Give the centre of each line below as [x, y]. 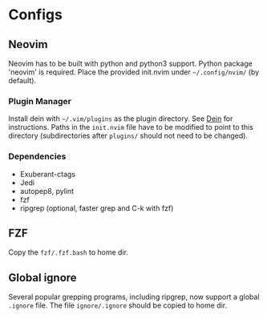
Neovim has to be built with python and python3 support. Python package [130, 63]
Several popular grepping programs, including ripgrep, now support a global [134, 297]
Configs [35, 15]
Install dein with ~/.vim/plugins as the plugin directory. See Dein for [121, 119]
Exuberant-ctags [48, 174]
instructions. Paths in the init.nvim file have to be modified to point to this [131, 127]
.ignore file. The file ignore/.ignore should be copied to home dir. [117, 305]
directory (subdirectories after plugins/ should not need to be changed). [128, 136]
